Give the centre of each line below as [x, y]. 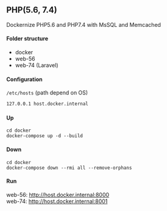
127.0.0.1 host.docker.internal [47, 104]
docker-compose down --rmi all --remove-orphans [69, 168]
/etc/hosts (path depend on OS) [47, 93]
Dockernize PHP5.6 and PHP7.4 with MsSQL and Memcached [84, 24]
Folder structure [27, 38]
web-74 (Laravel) [37, 65]
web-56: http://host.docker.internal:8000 [58, 195]
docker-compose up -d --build [45, 136]
